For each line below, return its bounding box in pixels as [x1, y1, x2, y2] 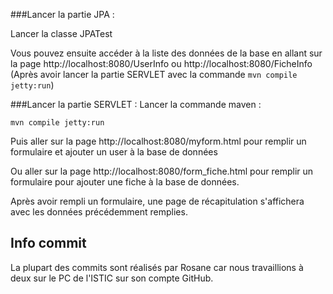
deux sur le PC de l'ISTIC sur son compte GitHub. [10, 272, 214, 284]
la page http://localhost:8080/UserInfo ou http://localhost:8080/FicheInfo [10, 58, 313, 69]
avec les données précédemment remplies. [10, 206, 188, 218]
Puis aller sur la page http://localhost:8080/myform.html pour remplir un [10, 135, 307, 147]
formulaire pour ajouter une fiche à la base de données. [10, 176, 240, 188]
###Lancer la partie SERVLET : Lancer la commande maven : [10, 99, 262, 110]
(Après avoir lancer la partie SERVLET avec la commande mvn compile [10, 69, 298, 80]
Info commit [10, 235, 87, 252]
